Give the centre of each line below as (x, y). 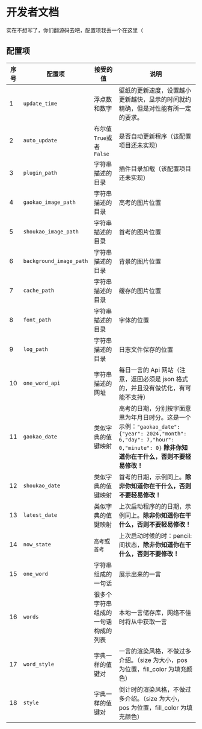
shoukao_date (42, 485)
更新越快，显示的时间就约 (155, 99)
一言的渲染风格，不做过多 (155, 651)
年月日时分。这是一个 (161, 417)
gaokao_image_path (50, 202)
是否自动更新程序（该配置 (155, 136)
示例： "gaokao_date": (149, 426)
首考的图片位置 (140, 232)
